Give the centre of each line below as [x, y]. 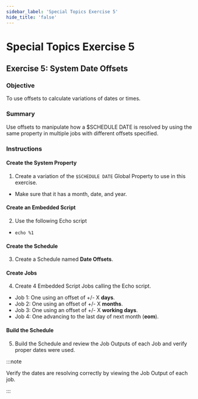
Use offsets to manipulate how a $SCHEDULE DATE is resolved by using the [99, 127]
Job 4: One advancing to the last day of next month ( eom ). [87, 317]
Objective [21, 85]
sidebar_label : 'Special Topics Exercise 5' [62, 12]
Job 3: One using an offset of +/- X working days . [76, 310]
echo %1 [24, 233]
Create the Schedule [32, 246]
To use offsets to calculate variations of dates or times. [73, 98]
